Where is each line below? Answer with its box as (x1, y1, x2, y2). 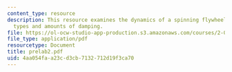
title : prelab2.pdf (7, 49, 64, 56)
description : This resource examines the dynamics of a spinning (7, 16, 199, 23)
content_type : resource (7, 10, 76, 17)
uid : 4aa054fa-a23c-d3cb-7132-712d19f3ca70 (7, 55, 135, 62)
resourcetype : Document (7, 42, 76, 49)
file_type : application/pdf (7, 36, 88, 43)
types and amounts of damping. (13, 23, 104, 29)
